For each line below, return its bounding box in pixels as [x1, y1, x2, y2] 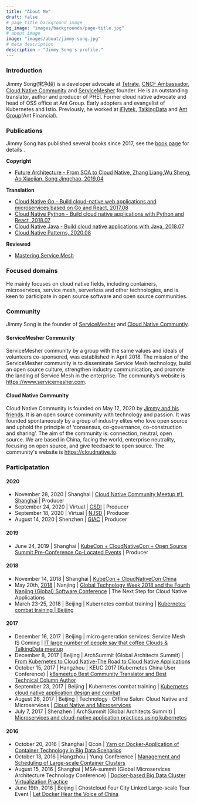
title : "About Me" [6, 8, 51, 15]
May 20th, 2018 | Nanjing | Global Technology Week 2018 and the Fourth [14, 581, 191, 588]
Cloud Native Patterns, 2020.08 [14, 229, 91, 236]
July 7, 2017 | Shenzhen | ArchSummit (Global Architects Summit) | [14, 708, 176, 715]
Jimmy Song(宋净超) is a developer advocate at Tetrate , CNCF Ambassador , [6, 81, 189, 88]
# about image [6, 31, 41, 36]
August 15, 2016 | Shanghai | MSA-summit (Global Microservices [14, 765, 171, 773]
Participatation [6, 463, 50, 471]
